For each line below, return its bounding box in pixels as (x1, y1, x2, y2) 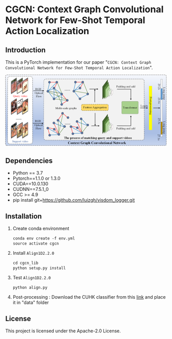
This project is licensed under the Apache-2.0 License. (5, 328, 121, 334)
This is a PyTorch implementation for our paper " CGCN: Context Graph (5, 59, 152, 65)
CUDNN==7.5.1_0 (12, 186, 49, 192)
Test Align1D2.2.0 (12, 275, 51, 281)
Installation (5, 212, 42, 221)
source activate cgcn (12, 241, 59, 246)
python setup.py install (12, 265, 66, 271)
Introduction (5, 45, 46, 54)
